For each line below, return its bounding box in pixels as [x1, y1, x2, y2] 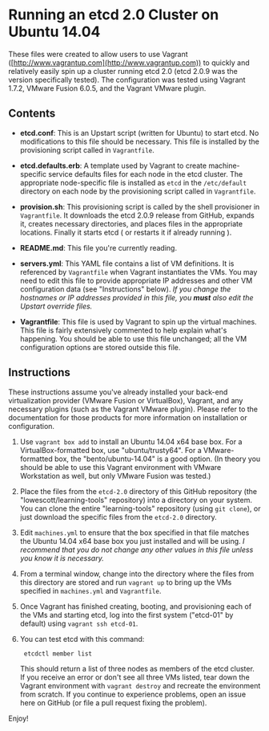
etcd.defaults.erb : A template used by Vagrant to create [19, 161, 207, 170]
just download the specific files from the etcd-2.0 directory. [19, 512, 218, 521]
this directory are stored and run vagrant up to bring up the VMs [19, 577, 232, 587]
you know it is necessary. [19, 553, 104, 563]
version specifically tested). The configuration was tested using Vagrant [8, 75, 246, 84]
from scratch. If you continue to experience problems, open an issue [19, 689, 247, 699]
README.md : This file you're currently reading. [19, 243, 178, 252]
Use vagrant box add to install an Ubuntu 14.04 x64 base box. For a [19, 436, 243, 447]
